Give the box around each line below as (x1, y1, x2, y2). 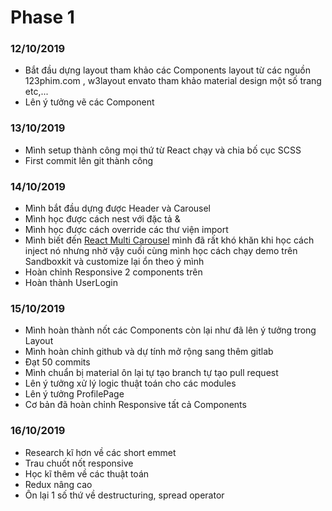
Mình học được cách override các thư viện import (24, 224, 229, 236)
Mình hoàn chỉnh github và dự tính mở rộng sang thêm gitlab (24, 346, 274, 358)
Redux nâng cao (24, 478, 93, 490)
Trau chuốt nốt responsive (24, 457, 134, 469)
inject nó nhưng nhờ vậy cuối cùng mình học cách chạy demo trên (24, 245, 298, 257)
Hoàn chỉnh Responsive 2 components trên (24, 266, 203, 278)
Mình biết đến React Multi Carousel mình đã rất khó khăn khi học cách (24, 234, 315, 246)
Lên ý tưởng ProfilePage (24, 388, 125, 400)
